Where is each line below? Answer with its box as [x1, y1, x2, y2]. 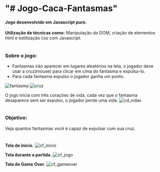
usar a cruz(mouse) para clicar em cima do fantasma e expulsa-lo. [12, 68, 145, 74]
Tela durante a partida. [5, 152, 52, 157]
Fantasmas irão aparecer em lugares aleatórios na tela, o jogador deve [12, 63, 154, 69]
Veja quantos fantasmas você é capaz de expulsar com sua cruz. [5, 125, 136, 131]
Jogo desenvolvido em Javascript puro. [5, 19, 87, 25]
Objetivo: [5, 114, 28, 121]
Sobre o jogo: [5, 52, 37, 59]
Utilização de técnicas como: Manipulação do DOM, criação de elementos [5, 30, 156, 36]
